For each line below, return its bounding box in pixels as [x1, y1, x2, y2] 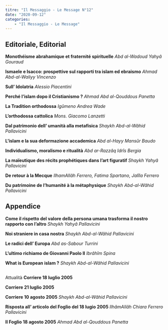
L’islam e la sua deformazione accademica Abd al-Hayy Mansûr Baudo [5, 138, 156, 144]
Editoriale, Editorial [5, 40, 67, 48]
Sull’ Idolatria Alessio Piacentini [5, 84, 72, 90]
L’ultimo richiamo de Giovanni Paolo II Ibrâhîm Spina [5, 250, 116, 256]
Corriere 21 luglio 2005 [5, 284, 54, 290]
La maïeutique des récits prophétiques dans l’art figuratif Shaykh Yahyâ [5, 157, 158, 164]
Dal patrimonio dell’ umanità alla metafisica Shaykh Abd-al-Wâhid [5, 123, 145, 129]
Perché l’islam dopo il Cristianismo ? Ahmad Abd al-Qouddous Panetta [5, 94, 155, 100]
